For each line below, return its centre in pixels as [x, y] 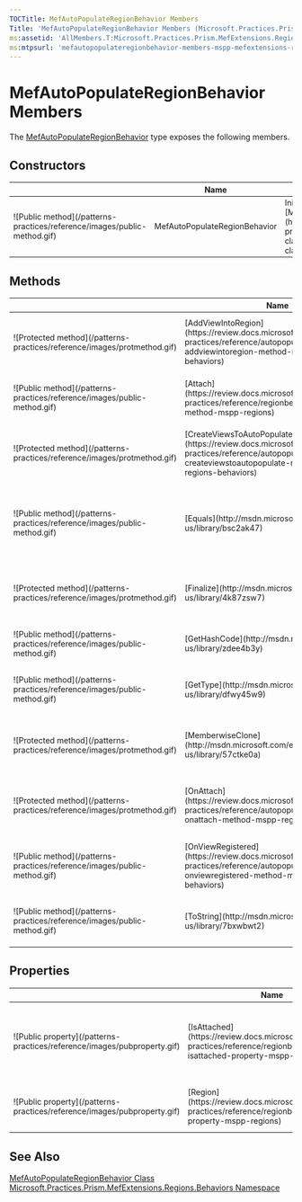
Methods [35, 281]
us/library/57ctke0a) [223, 754]
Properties [40, 971]
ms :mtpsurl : [31, 48]
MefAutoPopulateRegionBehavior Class [82, 1178]
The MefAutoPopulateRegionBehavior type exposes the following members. [150, 137]
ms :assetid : [31, 38]
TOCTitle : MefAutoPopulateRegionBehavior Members [104, 19]
